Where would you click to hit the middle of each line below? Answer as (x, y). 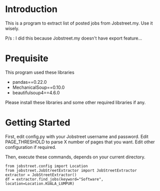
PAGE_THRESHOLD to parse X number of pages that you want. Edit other (80, 142)
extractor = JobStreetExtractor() (41, 175)
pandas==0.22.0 (30, 82)
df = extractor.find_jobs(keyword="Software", (54, 179)
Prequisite (27, 58)
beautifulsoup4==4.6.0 (36, 92)
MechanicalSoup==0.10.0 (38, 87)
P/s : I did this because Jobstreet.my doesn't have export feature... (74, 38)
